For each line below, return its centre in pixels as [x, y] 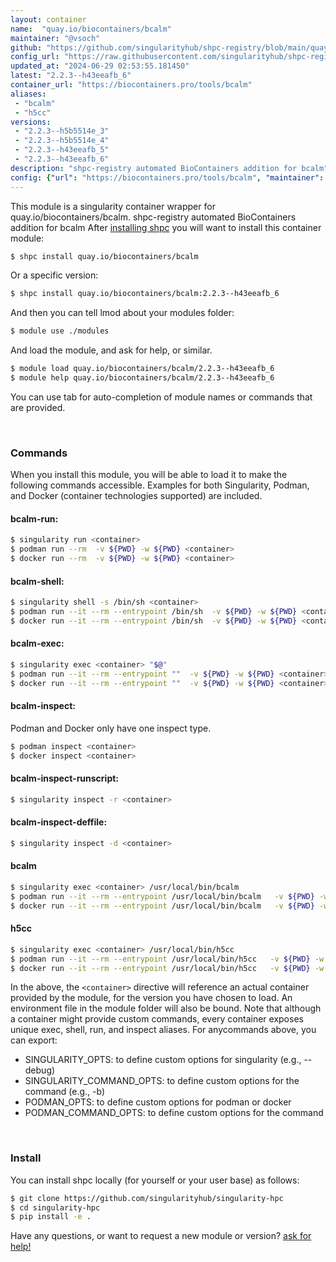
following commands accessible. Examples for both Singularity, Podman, [160, 485]
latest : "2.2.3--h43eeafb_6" [71, 76]
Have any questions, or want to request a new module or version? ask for [161, 1236]
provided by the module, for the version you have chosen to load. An [151, 998]
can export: [34, 1040]
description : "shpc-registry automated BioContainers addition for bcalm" [169, 168]
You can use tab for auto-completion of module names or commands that [161, 397]
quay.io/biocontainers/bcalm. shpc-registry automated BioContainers [153, 217]
